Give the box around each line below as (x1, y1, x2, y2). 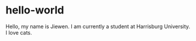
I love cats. (5, 29, 32, 36)
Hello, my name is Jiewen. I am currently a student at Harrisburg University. (5, 23, 191, 30)
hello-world (5, 4, 65, 17)
